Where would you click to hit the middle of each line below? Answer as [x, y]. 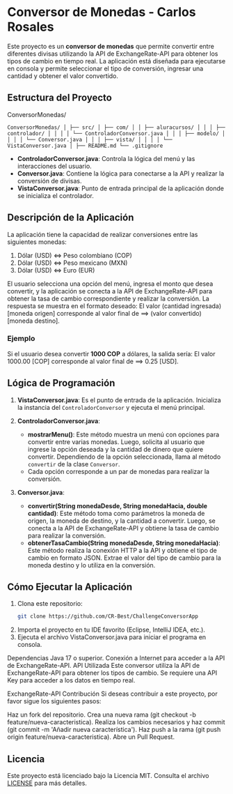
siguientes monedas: [37, 242]
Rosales [31, 27]
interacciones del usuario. [54, 166]
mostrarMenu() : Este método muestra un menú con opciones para [123, 434]
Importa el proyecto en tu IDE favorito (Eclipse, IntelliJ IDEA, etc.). [111, 630]
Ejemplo [21, 339]
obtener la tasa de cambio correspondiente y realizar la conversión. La [109, 298]
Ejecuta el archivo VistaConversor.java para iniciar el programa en [112, 637]
